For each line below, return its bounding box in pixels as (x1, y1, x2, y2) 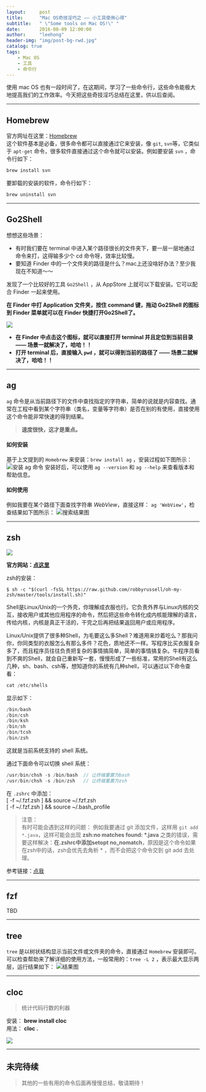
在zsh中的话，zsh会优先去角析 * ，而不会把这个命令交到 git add (21, 846, 183, 853)
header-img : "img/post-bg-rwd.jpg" (6, 37, 97, 44)
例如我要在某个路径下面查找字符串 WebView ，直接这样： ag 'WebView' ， (6, 501, 190, 508)
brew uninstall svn (6, 191, 56, 198)
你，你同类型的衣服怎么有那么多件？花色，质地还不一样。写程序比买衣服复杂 (6, 639, 200, 647)
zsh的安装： (6, 574, 37, 582)
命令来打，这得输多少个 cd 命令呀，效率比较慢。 (15, 252, 138, 260)
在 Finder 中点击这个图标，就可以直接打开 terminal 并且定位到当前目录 (15, 333, 193, 340)
